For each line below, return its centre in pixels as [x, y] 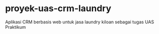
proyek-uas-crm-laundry [58, 8]
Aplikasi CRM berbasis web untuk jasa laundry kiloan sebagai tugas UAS [80, 22]
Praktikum [15, 27]
